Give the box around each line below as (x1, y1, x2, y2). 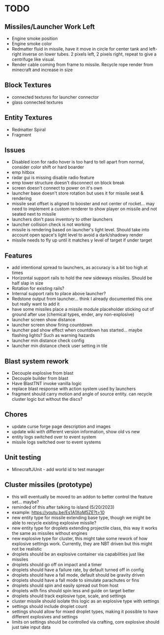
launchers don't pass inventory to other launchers (11, 217, 113, 222)
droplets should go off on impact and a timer (11, 561, 102, 567)
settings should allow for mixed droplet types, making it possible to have (11, 608, 158, 614)
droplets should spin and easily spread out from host (11, 582, 119, 588)
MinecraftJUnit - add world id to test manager (11, 466, 105, 472)
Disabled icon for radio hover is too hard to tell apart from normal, (11, 159, 144, 165)
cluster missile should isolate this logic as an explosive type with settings (11, 598, 160, 604)
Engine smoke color (11, 41, 52, 47)
